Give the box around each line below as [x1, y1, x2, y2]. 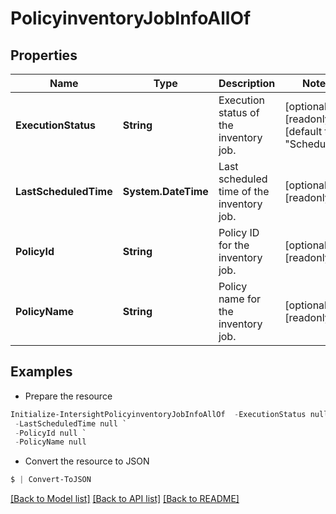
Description [218, 77, 276, 90]
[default [284, 125, 323, 138]
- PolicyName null [14, 437, 87, 447]
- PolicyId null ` [14, 428, 87, 438]
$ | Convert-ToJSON [10, 475, 92, 485]
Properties [10, 47, 78, 64]
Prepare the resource [24, 390, 113, 402]
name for [218, 292, 262, 306]
